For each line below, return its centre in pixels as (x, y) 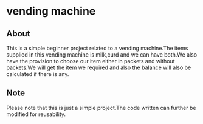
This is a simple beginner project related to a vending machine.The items (97, 48)
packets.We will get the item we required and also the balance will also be (99, 67)
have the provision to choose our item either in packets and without (91, 61)
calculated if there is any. (38, 74)
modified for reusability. (36, 114)
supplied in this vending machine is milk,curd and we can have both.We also (102, 55)
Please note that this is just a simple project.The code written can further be (101, 108)
